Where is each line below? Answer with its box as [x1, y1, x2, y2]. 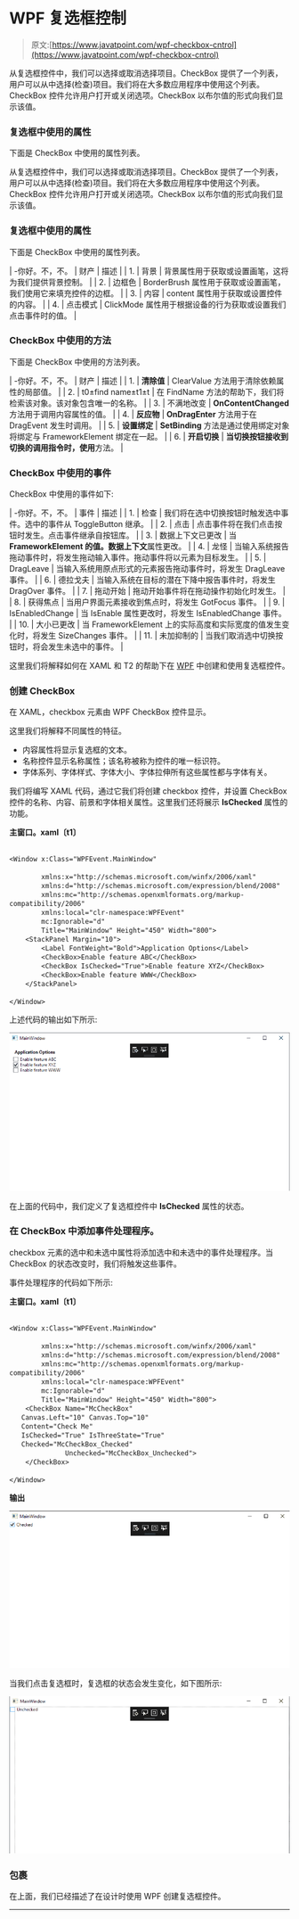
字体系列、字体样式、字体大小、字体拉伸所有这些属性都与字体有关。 [21, 767, 272, 778]
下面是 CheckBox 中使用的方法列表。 [9, 356, 145, 367]
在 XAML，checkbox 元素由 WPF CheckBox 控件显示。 [9, 706, 212, 718]
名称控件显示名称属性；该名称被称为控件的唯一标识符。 [21, 755, 225, 767]
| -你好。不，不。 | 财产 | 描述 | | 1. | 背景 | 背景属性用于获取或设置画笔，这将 [9, 265, 289, 276]
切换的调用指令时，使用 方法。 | [9, 442, 124, 453]
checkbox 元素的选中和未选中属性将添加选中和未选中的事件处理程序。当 [9, 1247, 274, 1257]
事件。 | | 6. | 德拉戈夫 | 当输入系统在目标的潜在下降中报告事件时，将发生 [9, 574, 276, 585]
